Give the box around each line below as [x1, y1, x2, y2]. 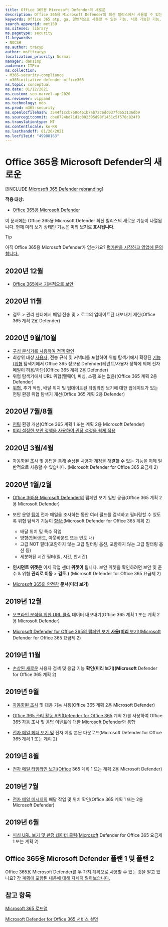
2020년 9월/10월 [5, 334, 57, 342]
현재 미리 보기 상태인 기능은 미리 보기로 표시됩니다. [16, 224, 115, 230]
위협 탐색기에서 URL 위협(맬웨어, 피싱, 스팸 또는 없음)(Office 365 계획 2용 [12, 373, 157, 379]
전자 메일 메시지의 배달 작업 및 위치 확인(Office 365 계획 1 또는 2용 [12, 797, 143, 803]
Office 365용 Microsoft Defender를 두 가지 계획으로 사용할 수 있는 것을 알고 [5, 869, 155, 875]
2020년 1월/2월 [5, 480, 52, 489]
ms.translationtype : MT [5, 119, 55, 124]
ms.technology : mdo [5, 101, 46, 106]
